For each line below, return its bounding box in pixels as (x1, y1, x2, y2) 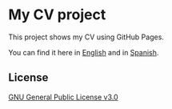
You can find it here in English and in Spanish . (8, 47, 159, 57)
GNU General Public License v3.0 (8, 92, 118, 102)
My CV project (8, 6, 106, 24)
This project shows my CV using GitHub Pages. (8, 32, 164, 42)
